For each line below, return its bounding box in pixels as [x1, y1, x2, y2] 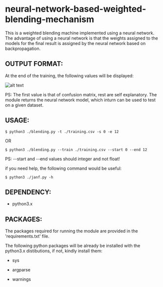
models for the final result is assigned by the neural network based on [5, 40, 146, 46]
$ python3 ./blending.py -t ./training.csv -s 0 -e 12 [5, 129, 119, 134]
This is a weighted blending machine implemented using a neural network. [5, 30, 155, 36]
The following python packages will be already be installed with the [5, 243, 141, 249]
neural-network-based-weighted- [5, 3, 146, 15]
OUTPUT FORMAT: [5, 60, 63, 68]
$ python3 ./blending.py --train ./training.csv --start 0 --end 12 [5, 147, 147, 152]
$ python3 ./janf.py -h [5, 175, 54, 179]
